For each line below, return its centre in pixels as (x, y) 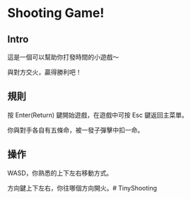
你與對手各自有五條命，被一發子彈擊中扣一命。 (75, 130)
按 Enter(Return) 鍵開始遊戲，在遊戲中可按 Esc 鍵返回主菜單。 (98, 115)
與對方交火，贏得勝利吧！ (45, 72)
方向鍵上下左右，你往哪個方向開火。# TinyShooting (82, 188)
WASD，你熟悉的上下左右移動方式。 (60, 173)
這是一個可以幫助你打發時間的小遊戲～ (63, 57)
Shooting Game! (56, 13)
